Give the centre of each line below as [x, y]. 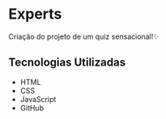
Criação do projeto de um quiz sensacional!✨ [84, 36]
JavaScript [38, 99]
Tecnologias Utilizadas [67, 63]
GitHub [32, 108]
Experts [35, 14]
